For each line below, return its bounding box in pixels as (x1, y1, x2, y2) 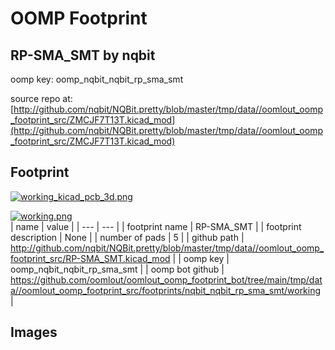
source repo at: (10, 93, 73, 104)
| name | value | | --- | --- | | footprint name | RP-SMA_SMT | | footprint (10, 220, 302, 232)
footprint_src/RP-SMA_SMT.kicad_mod (10, 252, 171, 264)
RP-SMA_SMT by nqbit (10, 47, 156, 64)
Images (10, 324, 58, 341)
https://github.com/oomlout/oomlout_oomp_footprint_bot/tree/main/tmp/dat (10, 273, 323, 286)
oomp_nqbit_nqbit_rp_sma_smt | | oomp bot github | (10, 263, 225, 275)
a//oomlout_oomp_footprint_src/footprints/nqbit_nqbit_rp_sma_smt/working (10, 284, 322, 296)
